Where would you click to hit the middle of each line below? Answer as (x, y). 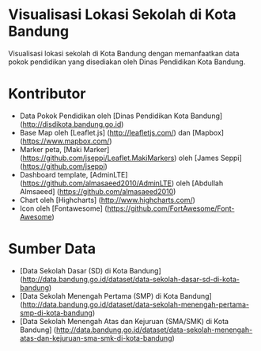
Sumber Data (52, 249)
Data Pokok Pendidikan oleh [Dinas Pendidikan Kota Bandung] (121, 116)
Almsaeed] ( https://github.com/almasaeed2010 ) (98, 191)
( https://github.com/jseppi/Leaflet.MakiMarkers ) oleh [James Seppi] (131, 158)
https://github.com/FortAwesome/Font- (170, 208)
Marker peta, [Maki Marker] (64, 149)
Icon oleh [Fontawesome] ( (63, 208)
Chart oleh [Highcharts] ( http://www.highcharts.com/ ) (108, 200)
